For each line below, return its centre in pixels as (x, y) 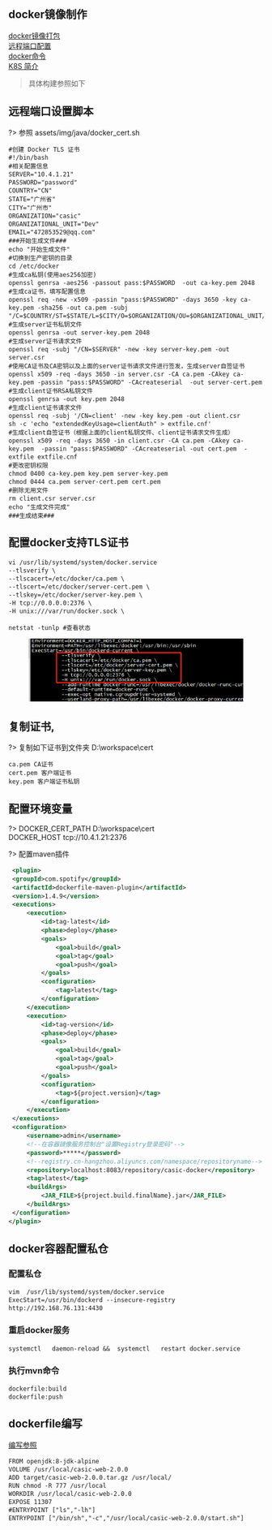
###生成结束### (32, 515)
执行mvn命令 (34, 1370)
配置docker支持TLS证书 (68, 543)
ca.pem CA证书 (31, 765)
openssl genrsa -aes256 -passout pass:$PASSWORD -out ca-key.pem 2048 (132, 282)
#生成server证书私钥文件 (45, 324)
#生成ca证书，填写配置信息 (47, 291)
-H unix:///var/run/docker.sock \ (67, 611)
